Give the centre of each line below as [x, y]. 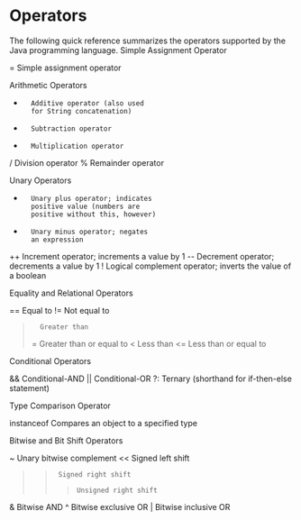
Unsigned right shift [117, 490]
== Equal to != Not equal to [59, 310]
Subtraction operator [72, 128]
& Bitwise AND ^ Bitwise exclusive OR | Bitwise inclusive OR [120, 506]
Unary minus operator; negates [90, 232]
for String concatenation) [82, 111]
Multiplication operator [78, 146]
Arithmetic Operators [48, 85]
